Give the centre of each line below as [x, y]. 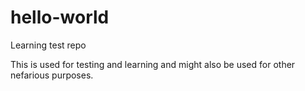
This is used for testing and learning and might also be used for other [153, 64]
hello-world [60, 17]
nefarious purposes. [52, 75]
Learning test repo [48, 45]
